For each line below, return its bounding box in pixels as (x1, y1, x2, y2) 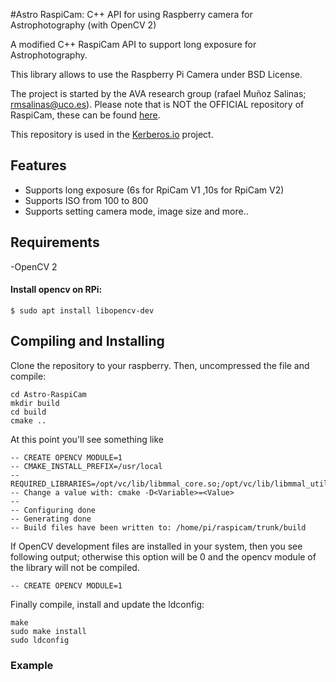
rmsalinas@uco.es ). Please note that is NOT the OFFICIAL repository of (10, 99, 305, 110)
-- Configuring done (10, 505, 97, 515)
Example (10, 658, 54, 672)
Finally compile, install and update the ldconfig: (10, 598, 205, 610)
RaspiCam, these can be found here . (10, 109, 161, 121)
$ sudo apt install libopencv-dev (10, 305, 155, 316)
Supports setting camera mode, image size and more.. (24, 205, 249, 217)
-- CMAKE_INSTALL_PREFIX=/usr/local (10, 461, 163, 471)
